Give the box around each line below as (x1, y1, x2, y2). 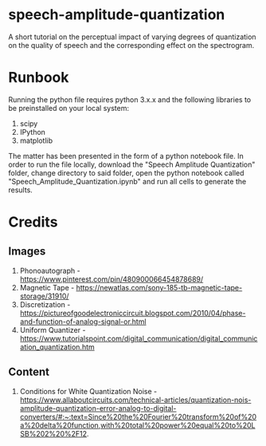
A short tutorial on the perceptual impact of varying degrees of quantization (8, 32, 256, 41)
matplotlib (19, 136, 53, 145)
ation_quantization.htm (19, 341, 96, 352)
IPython (19, 127, 46, 136)
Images (8, 245, 46, 259)
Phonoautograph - (19, 266, 81, 275)
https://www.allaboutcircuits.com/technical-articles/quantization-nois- (19, 395, 252, 405)
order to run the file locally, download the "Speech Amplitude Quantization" (8, 160, 256, 169)
